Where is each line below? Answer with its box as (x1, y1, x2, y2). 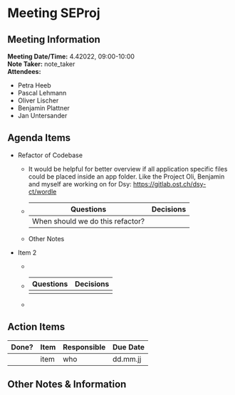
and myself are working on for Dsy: (28, 179, 132, 188)
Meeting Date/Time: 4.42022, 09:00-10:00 (7, 52, 135, 60)
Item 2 (17, 248, 37, 257)
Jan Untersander (17, 112, 68, 120)
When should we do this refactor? (31, 216, 145, 226)
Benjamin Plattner (17, 104, 70, 112)
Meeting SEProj (7, 5, 101, 21)
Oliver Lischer (17, 96, 59, 105)
